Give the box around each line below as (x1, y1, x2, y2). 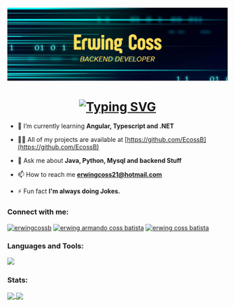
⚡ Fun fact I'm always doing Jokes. (17, 187, 121, 196)
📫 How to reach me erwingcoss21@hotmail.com (17, 171, 162, 179)
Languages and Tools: (7, 241, 84, 251)
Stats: (7, 276, 28, 285)
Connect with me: (7, 207, 69, 217)
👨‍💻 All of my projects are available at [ (17, 136, 127, 144)
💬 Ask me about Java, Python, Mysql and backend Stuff (17, 157, 182, 165)
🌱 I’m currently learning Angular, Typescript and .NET (17, 122, 175, 130)
